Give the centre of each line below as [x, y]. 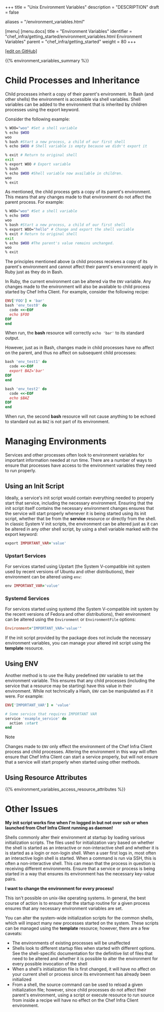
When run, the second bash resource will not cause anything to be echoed [80, 416]
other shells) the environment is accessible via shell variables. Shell [73, 99]
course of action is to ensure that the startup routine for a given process [78, 903]
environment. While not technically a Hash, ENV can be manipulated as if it [79, 691]
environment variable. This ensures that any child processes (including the [80, 680]
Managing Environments [56, 442]
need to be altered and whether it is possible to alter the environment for [85, 959]
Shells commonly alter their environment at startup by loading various [75, 838]
